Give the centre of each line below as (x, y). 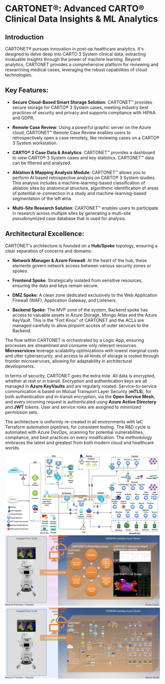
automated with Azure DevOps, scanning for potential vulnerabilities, (75, 432)
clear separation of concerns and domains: (49, 251)
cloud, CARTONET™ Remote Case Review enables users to (71, 132)
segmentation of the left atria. (42, 198)
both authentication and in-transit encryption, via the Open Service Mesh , (80, 396)
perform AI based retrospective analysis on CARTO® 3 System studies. (84, 178)
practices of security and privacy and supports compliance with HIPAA (84, 112)
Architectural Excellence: (45, 234)
